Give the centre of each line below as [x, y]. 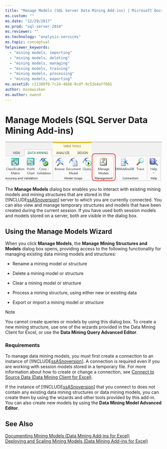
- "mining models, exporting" [41, 79]
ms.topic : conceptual [28, 42]
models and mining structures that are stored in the [58, 195]
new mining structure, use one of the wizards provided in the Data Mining [80, 327]
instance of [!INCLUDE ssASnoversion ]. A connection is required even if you [83, 361]
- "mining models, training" [40, 68]
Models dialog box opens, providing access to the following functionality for [83, 249]
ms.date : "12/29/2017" [29, 21]
